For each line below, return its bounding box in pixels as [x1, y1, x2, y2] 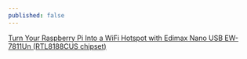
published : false [8, 11, 65, 20]
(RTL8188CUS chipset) [32, 41, 107, 51]
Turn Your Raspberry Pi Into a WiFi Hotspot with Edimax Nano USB [8, 33, 223, 42]
